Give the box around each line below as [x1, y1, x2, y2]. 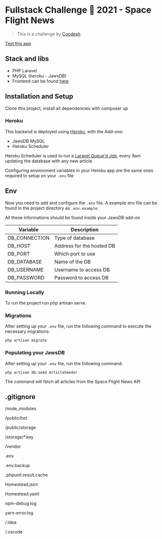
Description [70, 226, 99, 233]
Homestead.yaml [5, 491, 40, 497]
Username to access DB [54, 266, 110, 273]
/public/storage [5, 424, 36, 430]
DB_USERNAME [7, 266, 44, 273]
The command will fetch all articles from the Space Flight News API [5, 378, 141, 384]
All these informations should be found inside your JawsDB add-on [5, 214, 140, 220]
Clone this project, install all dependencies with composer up [5, 105, 128, 111]
